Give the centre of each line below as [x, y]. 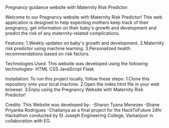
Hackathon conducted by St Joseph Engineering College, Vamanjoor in [79, 115]
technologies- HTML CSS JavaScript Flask [50, 69]
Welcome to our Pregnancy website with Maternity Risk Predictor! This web [84, 17]
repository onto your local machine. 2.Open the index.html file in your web [82, 84]
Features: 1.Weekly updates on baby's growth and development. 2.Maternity [85, 43]
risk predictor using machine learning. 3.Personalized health [68, 48]
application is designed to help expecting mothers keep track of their [77, 23]
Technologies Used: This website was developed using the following [77, 63]
